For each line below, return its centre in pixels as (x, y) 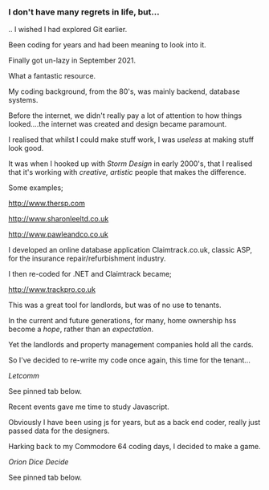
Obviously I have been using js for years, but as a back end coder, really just (134, 423)
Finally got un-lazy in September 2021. (72, 61)
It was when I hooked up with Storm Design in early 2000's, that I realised (130, 164)
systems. (23, 100)
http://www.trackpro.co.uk (52, 290)
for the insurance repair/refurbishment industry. (87, 258)
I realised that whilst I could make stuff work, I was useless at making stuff (131, 140)
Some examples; (36, 188)
